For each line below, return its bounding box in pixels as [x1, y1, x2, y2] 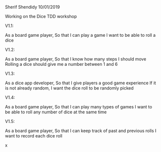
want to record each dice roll [5, 133, 63, 138]
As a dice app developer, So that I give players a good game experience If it [5, 80, 156, 86]
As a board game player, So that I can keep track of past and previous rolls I [5, 128, 157, 134]
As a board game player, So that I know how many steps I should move [5, 56, 146, 62]
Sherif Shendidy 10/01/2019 [5, 4, 60, 10]
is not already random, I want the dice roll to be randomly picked [5, 85, 134, 91]
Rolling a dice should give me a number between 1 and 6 [5, 61, 118, 67]
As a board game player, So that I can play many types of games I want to [5, 104, 152, 109]
